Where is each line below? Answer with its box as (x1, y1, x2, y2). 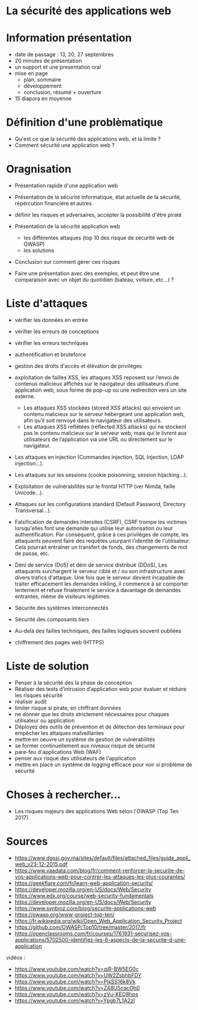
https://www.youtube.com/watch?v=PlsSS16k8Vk (14, 978, 136, 985)
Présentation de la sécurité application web (14, 223, 121, 229)
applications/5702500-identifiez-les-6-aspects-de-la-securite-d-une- (14, 936, 186, 943)
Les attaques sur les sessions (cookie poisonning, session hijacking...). (14, 471, 188, 478)
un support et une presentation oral (14, 63, 102, 71)
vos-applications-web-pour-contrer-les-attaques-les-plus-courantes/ (14, 873, 185, 880)
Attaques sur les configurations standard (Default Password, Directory (14, 500, 186, 507)
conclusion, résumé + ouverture (23, 89, 102, 96)
